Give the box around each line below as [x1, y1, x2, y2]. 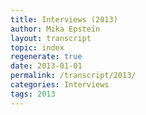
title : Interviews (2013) [10, 14, 118, 25]
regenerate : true [10, 52, 83, 62]
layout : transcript [10, 33, 92, 43]
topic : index [10, 42, 65, 53]
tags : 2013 [10, 89, 56, 99]
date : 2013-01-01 [10, 61, 83, 71]
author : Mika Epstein [10, 24, 101, 34]
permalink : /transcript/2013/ [10, 71, 137, 81]
